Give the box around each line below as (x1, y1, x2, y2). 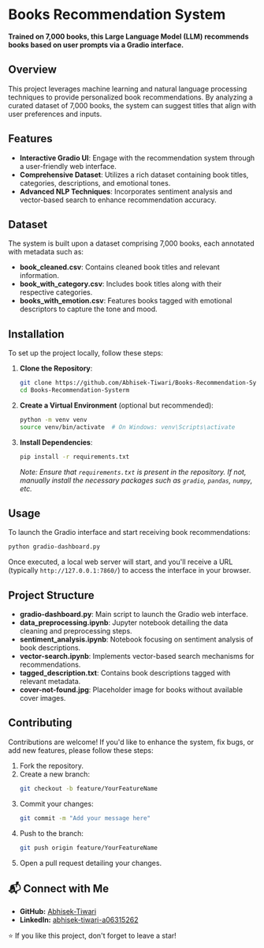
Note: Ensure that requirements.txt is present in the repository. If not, (19, 467, 247, 476)
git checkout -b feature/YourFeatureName (19, 784, 158, 792)
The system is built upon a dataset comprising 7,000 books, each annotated (8, 239, 255, 248)
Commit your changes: (19, 799, 94, 808)
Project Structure (8, 589, 95, 602)
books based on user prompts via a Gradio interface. (8, 39, 184, 49)
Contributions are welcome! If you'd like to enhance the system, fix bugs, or (8, 737, 255, 747)
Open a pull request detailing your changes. (19, 858, 162, 867)
